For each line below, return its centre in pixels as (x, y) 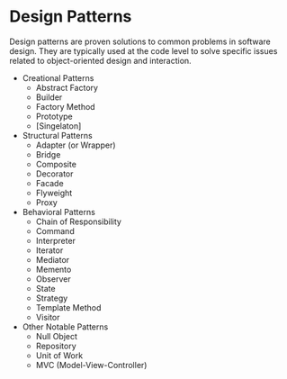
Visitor (48, 317)
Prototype (54, 116)
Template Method (68, 307)
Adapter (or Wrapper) (76, 145)
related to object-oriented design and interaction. (100, 60)
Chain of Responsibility (78, 221)
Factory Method (66, 106)
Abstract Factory (67, 87)
